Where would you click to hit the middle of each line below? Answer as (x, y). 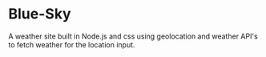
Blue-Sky (40, 14)
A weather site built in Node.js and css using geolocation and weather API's (133, 36)
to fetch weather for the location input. (72, 44)
